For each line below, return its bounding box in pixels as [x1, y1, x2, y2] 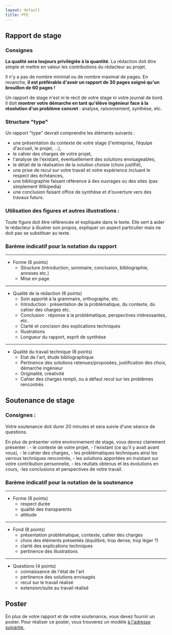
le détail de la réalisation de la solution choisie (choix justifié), [12, 162, 142, 168]
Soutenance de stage [5, 396, 75, 405]
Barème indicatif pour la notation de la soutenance [5, 478, 134, 486]
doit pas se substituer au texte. [5, 229, 71, 236]
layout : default [5, 7, 40, 13]
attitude [20, 512, 37, 518]
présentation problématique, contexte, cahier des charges [20, 532, 143, 538]
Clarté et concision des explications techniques [20, 323, 121, 329]
